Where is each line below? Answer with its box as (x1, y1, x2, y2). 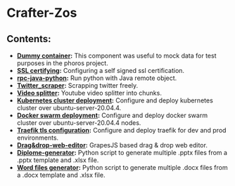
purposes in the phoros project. (16, 59, 108, 67)
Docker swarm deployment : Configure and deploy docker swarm (16, 111, 208, 119)
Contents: (6, 33, 51, 45)
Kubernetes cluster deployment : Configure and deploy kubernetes (16, 96, 214, 105)
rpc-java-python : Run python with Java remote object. (16, 74, 177, 82)
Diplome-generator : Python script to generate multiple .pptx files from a (16, 149, 228, 157)
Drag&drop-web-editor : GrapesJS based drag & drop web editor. (16, 141, 208, 149)
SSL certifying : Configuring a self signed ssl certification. (16, 67, 184, 74)
